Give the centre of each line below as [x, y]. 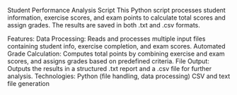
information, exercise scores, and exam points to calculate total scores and [117, 18]
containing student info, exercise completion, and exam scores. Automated [116, 46]
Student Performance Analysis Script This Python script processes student [117, 10]
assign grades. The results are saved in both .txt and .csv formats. [104, 25]
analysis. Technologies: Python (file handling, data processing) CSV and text [119, 76]
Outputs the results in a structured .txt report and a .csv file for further [110, 69]
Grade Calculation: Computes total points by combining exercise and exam [116, 53]
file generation [29, 83]
